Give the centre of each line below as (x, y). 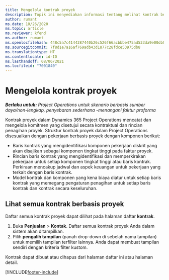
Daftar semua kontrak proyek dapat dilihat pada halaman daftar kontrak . (80, 216)
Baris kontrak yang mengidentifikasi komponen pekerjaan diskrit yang (85, 146)
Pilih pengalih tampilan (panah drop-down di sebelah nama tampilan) (84, 236)
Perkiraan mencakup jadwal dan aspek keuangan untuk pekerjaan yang (87, 167)
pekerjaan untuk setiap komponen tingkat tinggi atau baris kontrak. (82, 162)
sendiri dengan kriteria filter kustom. (50, 247)
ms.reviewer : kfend (26, 33)
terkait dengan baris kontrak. (43, 172)
